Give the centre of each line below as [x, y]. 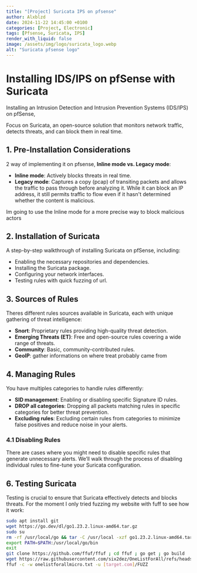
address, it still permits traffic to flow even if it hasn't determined [93, 194]
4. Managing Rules [41, 374]
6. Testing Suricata [41, 483]
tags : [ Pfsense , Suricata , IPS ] [45, 33]
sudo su [16, 532]
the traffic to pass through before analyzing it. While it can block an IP [99, 188]
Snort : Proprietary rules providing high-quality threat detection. [91, 331]
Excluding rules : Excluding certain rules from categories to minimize [97, 418]
